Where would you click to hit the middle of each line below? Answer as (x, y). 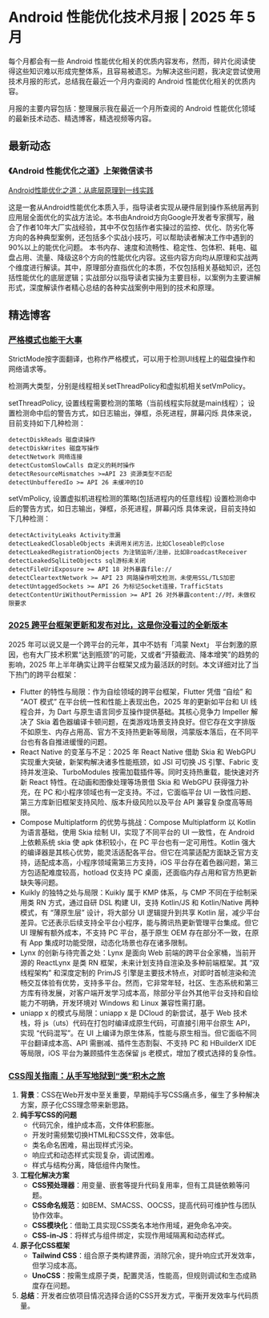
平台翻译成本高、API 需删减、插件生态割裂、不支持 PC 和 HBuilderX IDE (138, 1043)
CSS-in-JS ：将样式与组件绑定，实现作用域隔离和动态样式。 (130, 1235)
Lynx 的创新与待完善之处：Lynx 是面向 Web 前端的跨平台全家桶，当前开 (138, 953)
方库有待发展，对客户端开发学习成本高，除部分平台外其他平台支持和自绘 (139, 993)
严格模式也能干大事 (45, 340)
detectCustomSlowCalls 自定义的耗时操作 (72, 466)
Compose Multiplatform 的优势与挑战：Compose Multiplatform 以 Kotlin (138, 822)
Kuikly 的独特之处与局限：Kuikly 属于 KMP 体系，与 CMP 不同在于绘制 (135, 892)
